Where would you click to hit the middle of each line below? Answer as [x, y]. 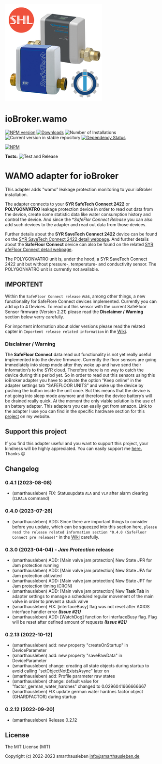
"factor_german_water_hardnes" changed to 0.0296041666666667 [79, 686]
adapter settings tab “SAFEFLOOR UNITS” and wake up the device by [74, 385]
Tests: [11, 156]
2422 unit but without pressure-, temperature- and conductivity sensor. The [81, 264]
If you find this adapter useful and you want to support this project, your [77, 443]
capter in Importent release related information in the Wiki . [66, 331]
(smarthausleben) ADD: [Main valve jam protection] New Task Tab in [80, 591]
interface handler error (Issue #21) [46, 612]
